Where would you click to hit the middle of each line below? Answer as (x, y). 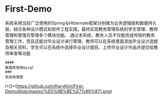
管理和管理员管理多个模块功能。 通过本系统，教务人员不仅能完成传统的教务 (80, 35)
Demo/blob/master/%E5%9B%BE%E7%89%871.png (58, 91)
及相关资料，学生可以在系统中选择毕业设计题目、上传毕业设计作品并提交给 (79, 47)
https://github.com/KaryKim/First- (50, 86)
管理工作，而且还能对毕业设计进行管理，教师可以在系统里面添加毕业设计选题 (81, 41)
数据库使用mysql (20, 67)
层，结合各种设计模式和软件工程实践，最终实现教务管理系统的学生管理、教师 (81, 29)
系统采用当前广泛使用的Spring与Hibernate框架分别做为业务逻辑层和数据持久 (81, 23)
